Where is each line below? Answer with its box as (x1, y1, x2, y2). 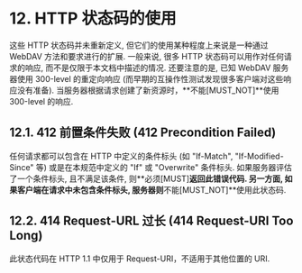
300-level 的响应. (9, 96, 74, 106)
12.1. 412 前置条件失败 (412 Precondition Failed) (9, 125, 277, 141)
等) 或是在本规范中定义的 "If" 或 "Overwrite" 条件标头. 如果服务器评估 (35, 161, 293, 172)
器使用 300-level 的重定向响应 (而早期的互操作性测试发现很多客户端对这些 (9, 73, 284, 84)
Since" (9, 161, 34, 172)
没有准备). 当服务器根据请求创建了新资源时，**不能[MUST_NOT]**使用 (16, 85, 279, 96)
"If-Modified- (234, 150, 284, 161)
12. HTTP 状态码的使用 (9, 8, 177, 29)
